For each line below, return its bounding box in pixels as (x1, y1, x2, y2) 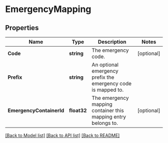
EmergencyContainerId (7, 107, 64, 114)
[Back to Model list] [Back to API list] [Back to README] (5, 132, 120, 138)
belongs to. (91, 119, 118, 126)
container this (91, 107, 124, 114)
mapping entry (91, 113, 126, 120)
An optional (91, 61, 119, 68)
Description (97, 39, 126, 45)
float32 (69, 107, 87, 114)
